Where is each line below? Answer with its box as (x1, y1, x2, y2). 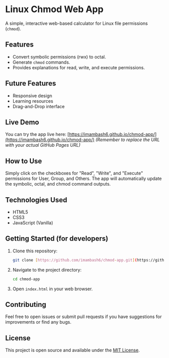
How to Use (5, 157, 42, 165)
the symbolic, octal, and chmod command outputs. (5, 181, 111, 187)
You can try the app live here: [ (5, 131, 70, 138)
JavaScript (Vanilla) (12, 220, 53, 226)
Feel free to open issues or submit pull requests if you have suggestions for (5, 314, 162, 320)
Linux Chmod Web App (5, 4, 104, 15)
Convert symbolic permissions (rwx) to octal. (12, 54, 106, 60)
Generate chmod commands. (12, 59, 71, 65)
